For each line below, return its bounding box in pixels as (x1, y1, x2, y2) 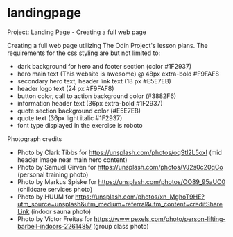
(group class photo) (92, 222, 149, 230)
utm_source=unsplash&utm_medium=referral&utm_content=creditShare (17, 199, 223, 208)
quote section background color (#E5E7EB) (17, 106, 141, 115)
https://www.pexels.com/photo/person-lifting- (94, 214, 226, 223)
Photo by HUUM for (17, 193, 74, 201)
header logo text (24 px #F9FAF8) (17, 84, 114, 92)
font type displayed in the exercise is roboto (17, 121, 144, 129)
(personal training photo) (17, 170, 89, 179)
